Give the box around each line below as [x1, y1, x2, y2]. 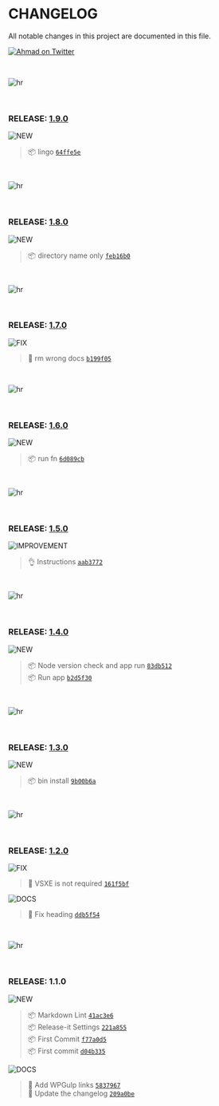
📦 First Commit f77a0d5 [27, 1034, 108, 1044]
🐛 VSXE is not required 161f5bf [27, 879, 130, 888]
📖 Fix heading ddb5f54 [27, 910, 100, 919]
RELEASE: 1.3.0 [8, 741, 69, 752]
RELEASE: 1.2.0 [8, 845, 69, 856]
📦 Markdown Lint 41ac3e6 [27, 1010, 114, 1020]
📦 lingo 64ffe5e [27, 147, 81, 156]
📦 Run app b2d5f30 [27, 672, 92, 682]
